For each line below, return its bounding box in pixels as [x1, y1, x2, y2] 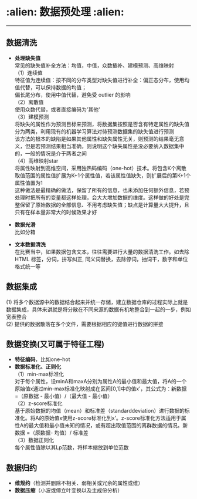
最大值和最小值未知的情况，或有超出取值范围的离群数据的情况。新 [28, 422, 188, 429]
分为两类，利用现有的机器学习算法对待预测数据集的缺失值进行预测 [14, 127, 174, 135]
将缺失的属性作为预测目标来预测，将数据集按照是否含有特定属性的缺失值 [14, 120, 189, 127]
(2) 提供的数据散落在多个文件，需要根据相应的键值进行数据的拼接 [6, 321, 164, 328]
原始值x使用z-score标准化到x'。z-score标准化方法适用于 [43, 414, 182, 422]
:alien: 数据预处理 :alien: [6, 5, 124, 19]
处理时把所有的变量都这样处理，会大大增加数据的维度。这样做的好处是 [14, 194, 185, 201]
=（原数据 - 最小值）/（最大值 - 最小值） [14, 393, 113, 400]
